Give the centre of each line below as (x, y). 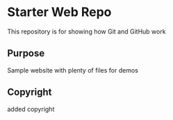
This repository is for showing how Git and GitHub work (86, 31)
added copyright (31, 109)
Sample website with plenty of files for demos (73, 70)
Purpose (26, 53)
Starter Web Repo (59, 12)
